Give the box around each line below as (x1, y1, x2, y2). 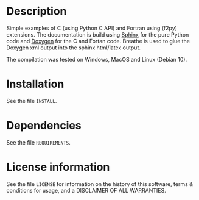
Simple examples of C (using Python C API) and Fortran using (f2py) (6, 24, 178, 32)
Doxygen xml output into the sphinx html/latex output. (6, 44, 141, 51)
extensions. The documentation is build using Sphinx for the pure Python (6, 30, 189, 38)
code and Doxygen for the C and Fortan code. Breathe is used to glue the (6, 37, 190, 45)
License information (6, 160, 110, 174)
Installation (6, 77, 65, 91)
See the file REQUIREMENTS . (6, 138, 71, 146)
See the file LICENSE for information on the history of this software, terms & (6, 180, 194, 187)
